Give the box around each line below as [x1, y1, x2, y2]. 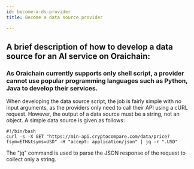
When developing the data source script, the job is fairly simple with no [6, 98, 181, 105]
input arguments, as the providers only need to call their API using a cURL [6, 104, 189, 111]
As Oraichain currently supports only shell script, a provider [6, 69, 184, 77]
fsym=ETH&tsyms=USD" [6, 139, 58, 145]
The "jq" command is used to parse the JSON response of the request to [6, 149, 186, 156]
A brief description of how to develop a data [6, 41, 174, 52]
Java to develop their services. [6, 84, 98, 92]
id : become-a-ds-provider [6, 8, 71, 15]
